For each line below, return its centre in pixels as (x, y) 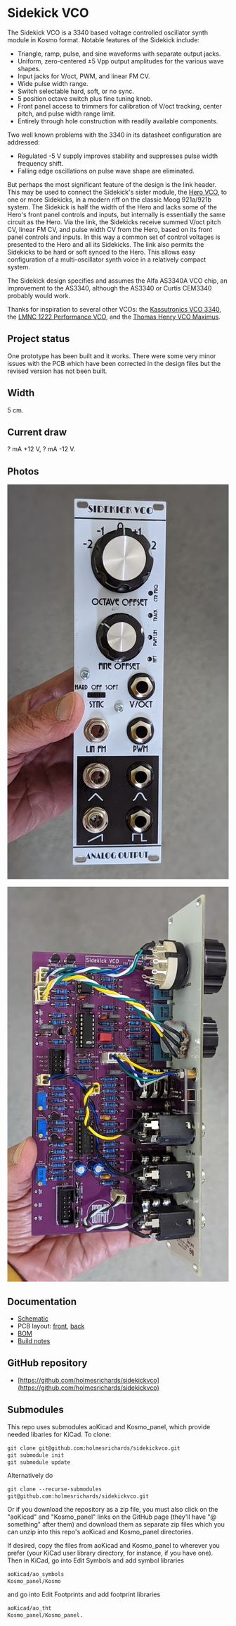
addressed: (24, 142)
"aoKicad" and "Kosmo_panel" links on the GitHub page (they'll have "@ (112, 1517)
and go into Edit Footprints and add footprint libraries (84, 1594)
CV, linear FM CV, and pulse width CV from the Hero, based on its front (110, 229)
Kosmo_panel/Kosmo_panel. (45, 1615)
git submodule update (39, 1462)
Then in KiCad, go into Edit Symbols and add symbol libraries (96, 1560)
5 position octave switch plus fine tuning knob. (85, 98)
